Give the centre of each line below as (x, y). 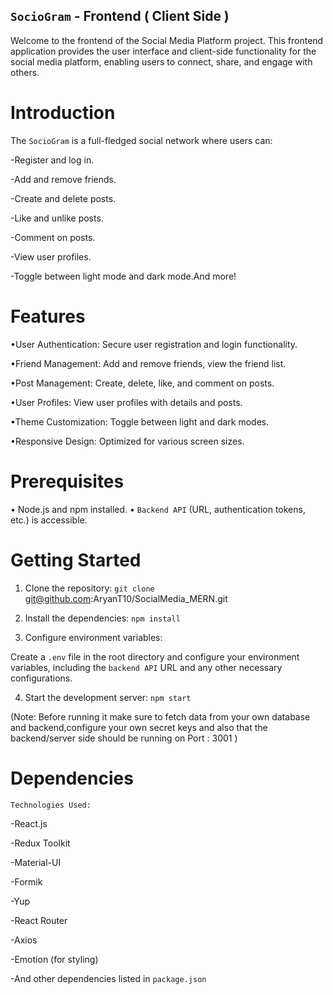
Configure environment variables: (93, 637)
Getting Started (76, 560)
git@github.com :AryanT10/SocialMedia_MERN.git (126, 598)
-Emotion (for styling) (54, 959)
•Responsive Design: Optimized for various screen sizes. (127, 441)
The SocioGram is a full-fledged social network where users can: (141, 140)
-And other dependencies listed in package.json (108, 978)
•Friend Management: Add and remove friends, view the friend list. (148, 363)
